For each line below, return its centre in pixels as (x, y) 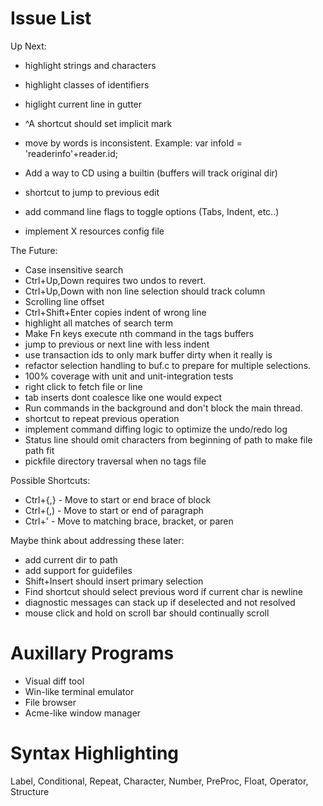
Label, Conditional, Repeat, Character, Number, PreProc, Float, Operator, (159, 781)
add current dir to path (71, 559)
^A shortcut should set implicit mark (98, 123)
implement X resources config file (94, 231)
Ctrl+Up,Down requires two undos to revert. (115, 280)
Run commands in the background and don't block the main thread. (163, 408)
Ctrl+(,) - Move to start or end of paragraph (114, 510)
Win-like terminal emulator (79, 691)
